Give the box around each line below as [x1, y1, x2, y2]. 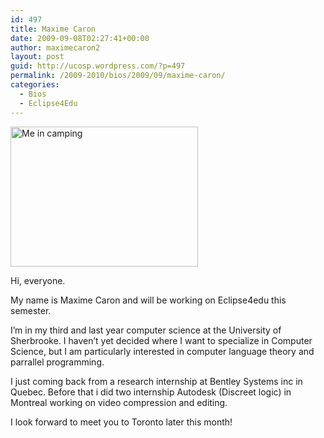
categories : [10, 80, 60, 90]
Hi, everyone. [10, 274, 66, 286]
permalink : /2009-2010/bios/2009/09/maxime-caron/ [10, 71, 226, 81]
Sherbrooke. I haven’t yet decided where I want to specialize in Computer [10, 334, 313, 346]
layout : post [10, 52, 65, 62]
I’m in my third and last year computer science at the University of [10, 324, 282, 336]
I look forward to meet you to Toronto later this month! [10, 416, 233, 428]
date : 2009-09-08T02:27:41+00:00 [10, 33, 150, 43]
